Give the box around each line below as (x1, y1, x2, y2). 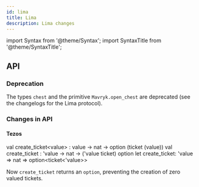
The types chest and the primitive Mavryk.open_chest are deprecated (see (6, 93, 190, 101)
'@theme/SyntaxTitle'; (6, 43, 62, 51)
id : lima (6, 9, 29, 15)
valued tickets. (6, 175, 43, 182)
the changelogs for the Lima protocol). (6, 100, 103, 107)
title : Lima (6, 15, 37, 21)
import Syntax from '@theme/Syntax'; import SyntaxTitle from (6, 37, 161, 44)
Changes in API (6, 115, 53, 123)
